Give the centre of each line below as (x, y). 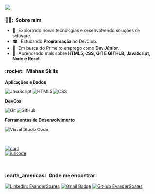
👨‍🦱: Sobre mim (23, 20)
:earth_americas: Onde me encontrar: (51, 175)
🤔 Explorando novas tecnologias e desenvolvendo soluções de (76, 31)
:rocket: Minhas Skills (32, 71)
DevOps (13, 101)
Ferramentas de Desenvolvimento (40, 120)
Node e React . (26, 59)
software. (22, 36)
